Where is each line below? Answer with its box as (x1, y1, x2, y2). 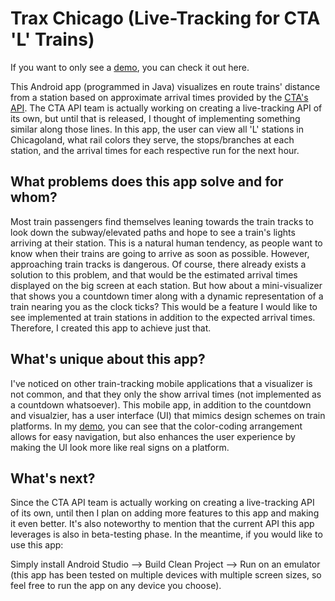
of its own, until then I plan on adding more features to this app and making (10, 507, 320, 519)
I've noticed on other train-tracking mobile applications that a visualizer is (10, 377, 313, 389)
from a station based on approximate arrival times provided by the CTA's (10, 91, 309, 103)
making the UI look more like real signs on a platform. (10, 441, 230, 453)
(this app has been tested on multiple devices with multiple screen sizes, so (10, 569, 322, 581)
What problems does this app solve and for (10, 173, 284, 191)
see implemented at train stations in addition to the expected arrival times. (10, 311, 316, 323)
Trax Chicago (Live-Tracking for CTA (10, 7, 321, 30)
